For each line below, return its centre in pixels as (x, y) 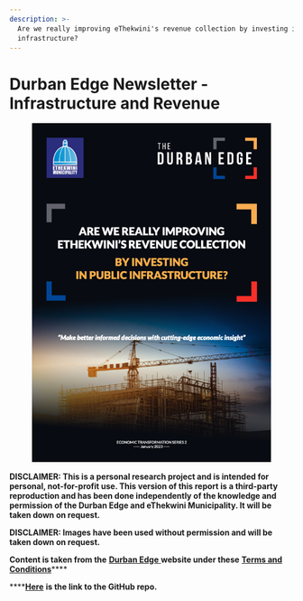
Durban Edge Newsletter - (109, 84)
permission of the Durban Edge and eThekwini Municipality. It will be (141, 505)
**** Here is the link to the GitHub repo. (83, 587)
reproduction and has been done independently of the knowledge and (143, 496)
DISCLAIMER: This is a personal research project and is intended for (139, 477)
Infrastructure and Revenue (115, 103)
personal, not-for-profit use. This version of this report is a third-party (143, 486)
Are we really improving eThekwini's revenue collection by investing (153, 28)
